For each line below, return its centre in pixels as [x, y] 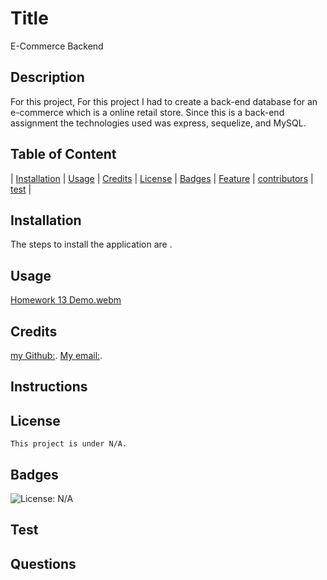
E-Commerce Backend [57, 46]
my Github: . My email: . [56, 355]
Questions [43, 563]
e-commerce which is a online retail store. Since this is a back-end [147, 112]
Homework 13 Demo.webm [66, 300]
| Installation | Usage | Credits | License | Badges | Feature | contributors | [162, 178]
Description [47, 77]
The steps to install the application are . [91, 244]
